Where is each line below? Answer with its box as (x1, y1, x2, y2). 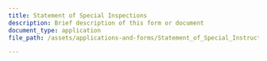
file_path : (8, 33, 44, 42)
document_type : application (8, 26, 102, 34)
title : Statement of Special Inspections (8, 11, 148, 20)
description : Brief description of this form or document (8, 19, 204, 27)
